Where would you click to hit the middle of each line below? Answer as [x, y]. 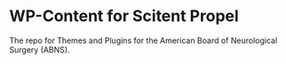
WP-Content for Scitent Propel [124, 16]
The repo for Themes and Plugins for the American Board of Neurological [143, 40]
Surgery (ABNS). [40, 49]
